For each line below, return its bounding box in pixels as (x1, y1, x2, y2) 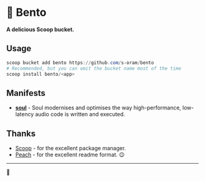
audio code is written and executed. (35, 111, 125, 118)
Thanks (6, 128, 36, 139)
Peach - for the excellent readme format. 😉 (15, 151, 125, 158)
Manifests (6, 88, 46, 98)
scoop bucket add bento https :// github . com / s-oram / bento (6, 59, 154, 66)
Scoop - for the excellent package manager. (15, 145, 126, 151)
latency (15, 111, 34, 118)
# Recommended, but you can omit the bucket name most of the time (6, 65, 182, 71)
